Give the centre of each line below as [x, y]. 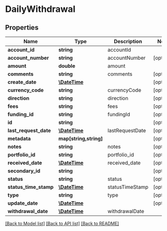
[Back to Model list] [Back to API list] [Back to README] [62, 224]
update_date [23, 203]
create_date [22, 82]
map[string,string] [81, 139]
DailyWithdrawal [40, 9]
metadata [19, 139]
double [67, 66]
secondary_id [24, 171]
